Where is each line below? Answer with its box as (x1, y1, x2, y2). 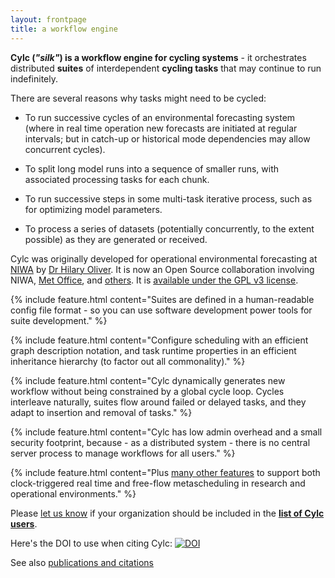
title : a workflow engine (10, 24, 118, 34)
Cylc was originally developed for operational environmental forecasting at (10, 252, 318, 265)
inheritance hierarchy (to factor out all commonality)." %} (10, 355, 246, 367)
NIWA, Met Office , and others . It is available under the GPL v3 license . (10, 274, 299, 286)
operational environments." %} (10, 487, 137, 500)
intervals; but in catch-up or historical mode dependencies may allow (24, 132, 311, 145)
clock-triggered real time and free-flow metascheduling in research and (10, 477, 306, 489)
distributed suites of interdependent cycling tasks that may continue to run (10, 62, 322, 74)
